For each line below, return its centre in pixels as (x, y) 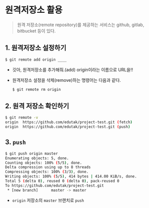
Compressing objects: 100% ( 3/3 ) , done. (47, 172)
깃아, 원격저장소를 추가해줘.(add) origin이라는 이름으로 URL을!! (73, 69)
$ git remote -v (22, 118)
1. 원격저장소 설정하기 (36, 48)
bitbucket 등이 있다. (36, 31)
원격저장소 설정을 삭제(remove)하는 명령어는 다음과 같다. (66, 80)
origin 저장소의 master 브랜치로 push (48, 200)
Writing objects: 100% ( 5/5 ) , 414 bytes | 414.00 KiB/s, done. (71, 176)
